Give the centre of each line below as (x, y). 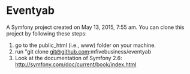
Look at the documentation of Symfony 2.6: (69, 58)
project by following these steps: (46, 33)
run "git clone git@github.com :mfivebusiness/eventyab (83, 51)
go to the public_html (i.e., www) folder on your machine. (85, 45)
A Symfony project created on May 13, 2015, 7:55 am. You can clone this (95, 27)
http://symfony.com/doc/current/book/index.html (76, 64)
